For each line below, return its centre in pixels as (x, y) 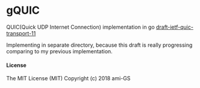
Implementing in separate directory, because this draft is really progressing (99, 45)
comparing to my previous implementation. (59, 51)
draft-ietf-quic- (175, 27)
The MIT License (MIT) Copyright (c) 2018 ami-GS (68, 78)
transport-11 (21, 33)
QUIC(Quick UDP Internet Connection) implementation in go (80, 27)
